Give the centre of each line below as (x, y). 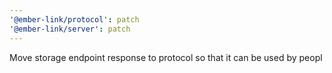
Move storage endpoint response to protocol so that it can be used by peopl (166, 57)
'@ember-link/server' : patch (70, 29)
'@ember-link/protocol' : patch (74, 19)
